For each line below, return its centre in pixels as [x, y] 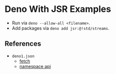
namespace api [35, 66]
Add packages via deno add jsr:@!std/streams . [60, 28]
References [23, 44]
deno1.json [23, 56]
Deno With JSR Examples [58, 9]
